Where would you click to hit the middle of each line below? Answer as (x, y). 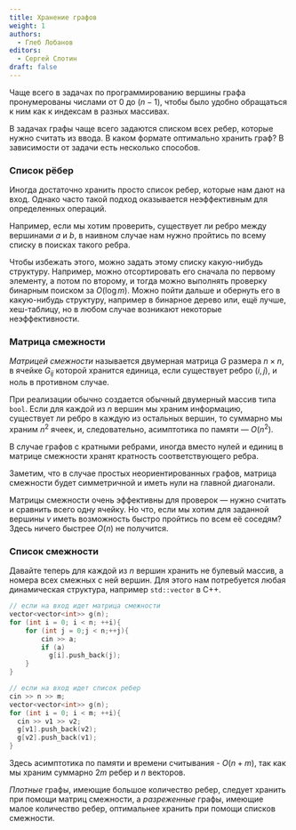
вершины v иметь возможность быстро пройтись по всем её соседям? (145, 519)
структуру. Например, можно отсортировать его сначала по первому (142, 271)
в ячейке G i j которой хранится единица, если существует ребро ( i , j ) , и (143, 372)
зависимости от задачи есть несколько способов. (105, 147)
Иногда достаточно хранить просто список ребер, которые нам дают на (147, 190)
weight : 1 (28, 26)
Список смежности (54, 551)
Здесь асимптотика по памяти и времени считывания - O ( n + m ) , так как (148, 763)
